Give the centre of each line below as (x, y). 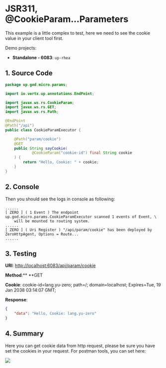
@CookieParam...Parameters (67, 19)
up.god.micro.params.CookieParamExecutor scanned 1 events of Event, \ (81, 217)
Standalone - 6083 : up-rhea (41, 57)
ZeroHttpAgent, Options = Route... (42, 234)
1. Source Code (29, 73)
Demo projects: (21, 48)
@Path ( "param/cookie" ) (38, 139)
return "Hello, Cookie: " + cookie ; (61, 162)
